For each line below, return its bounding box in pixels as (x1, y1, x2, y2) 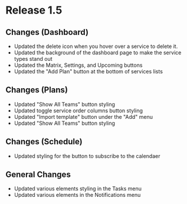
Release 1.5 (5, 4, 63, 17)
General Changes (5, 170, 71, 180)
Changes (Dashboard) (5, 27, 89, 37)
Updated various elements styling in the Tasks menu (14, 185, 142, 192)
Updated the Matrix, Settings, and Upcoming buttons (14, 61, 143, 69)
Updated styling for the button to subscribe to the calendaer (14, 152, 160, 160)
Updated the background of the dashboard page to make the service (14, 49, 182, 56)
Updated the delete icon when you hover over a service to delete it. (14, 43, 178, 50)
